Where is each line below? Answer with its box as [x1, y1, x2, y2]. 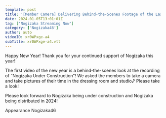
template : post [5, 7, 37, 12]
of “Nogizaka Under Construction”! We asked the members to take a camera [5, 72, 161, 79]
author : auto [5, 30, 32, 35]
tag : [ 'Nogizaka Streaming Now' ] [5, 21, 74, 26]
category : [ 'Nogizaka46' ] [5, 26, 58, 30]
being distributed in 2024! [5, 98, 58, 104]
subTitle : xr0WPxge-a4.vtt [5, 39, 61, 44]
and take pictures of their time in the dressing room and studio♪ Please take [5, 78, 160, 84]
